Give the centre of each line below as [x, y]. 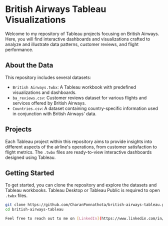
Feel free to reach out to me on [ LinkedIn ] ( [53, 218]
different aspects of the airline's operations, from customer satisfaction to [81, 146]
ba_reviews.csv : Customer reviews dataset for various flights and [79, 97]
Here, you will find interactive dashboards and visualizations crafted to [78, 39]
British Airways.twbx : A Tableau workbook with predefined [74, 87]
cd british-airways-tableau [34, 209]
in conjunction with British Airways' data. [54, 113]
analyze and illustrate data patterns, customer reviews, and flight [72, 44]
